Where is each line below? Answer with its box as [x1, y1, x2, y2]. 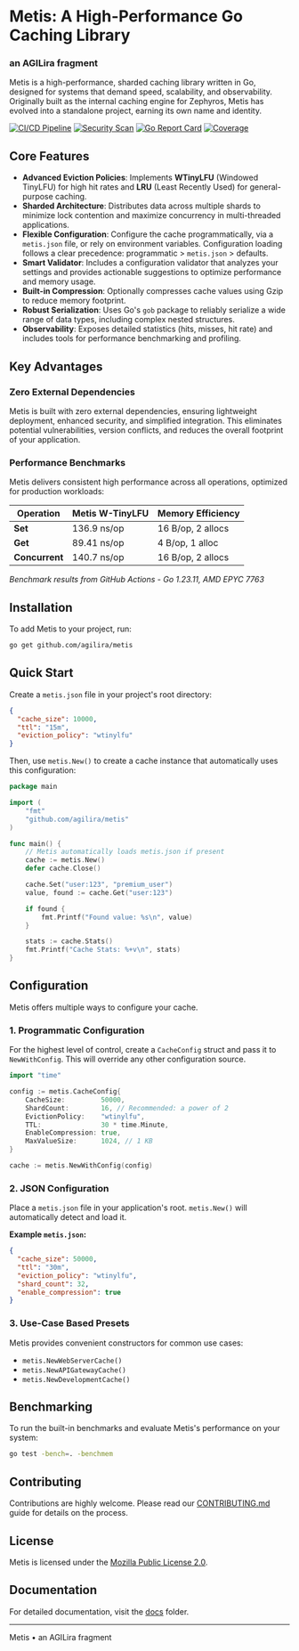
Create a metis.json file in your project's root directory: [9, 688, 212, 700]
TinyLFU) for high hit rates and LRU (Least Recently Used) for [21, 182, 248, 192]
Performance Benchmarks [9, 456, 126, 468]
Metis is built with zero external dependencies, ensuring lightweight [9, 405, 258, 416]
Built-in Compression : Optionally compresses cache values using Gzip [21, 286, 284, 297]
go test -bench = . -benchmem [9, 1450, 114, 1459]
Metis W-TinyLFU [72, 508, 149, 520]
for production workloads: [9, 486, 105, 497]
